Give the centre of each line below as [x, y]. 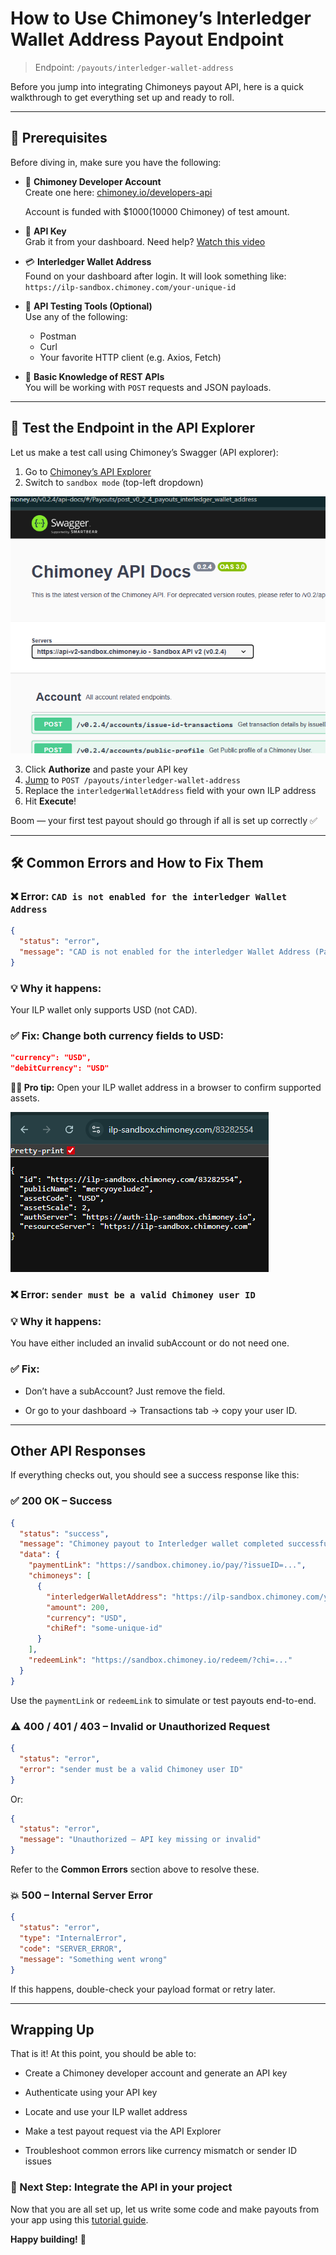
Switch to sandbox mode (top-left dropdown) [114, 482]
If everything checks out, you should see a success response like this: [155, 1475]
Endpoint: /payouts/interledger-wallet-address [134, 67]
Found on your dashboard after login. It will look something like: [155, 276]
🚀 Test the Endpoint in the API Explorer [133, 428]
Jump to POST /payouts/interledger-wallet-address [132, 779]
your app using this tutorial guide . [79, 2219]
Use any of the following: [76, 316]
